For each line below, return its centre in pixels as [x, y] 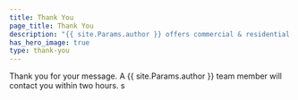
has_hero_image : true [50, 42]
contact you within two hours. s [67, 86]
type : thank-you [39, 51]
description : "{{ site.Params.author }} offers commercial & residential [150, 34]
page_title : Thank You [51, 26]
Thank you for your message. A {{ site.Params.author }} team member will [145, 76]
